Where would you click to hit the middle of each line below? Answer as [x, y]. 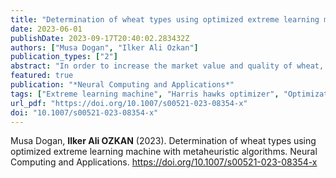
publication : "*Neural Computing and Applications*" [122, 85]
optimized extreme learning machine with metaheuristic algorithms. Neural [164, 152]
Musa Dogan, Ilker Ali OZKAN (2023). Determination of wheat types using [163, 141]
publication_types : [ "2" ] [64, 57]
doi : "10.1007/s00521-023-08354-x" [84, 112]
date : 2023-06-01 [46, 29]
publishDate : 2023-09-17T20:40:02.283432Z [100, 38]
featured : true [42, 76]
